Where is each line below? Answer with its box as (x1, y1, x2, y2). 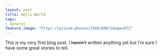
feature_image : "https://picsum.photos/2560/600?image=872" (5, 26, 133, 31)
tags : (5, 16, 16, 21)
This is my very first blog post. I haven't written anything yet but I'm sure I (5, 39, 157, 45)
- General (5, 21, 26, 26)
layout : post (5, 7, 32, 12)
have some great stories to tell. (5, 45, 69, 51)
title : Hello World (5, 12, 46, 17)
